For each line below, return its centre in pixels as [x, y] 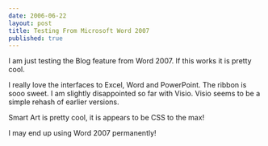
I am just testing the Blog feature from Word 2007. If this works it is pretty [130, 61]
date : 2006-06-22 [38, 16]
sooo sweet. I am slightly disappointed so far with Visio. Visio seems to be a [134, 94]
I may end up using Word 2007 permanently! [82, 133]
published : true [36, 38]
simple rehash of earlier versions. [64, 102]
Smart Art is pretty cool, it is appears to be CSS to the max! [107, 118]
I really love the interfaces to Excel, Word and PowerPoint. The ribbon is [128, 85]
